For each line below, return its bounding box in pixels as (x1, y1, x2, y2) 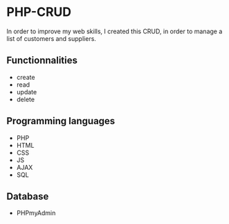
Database (6, 190, 49, 202)
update (16, 87, 37, 96)
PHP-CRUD (6, 4, 72, 20)
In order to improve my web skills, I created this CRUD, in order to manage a (6, 27, 223, 35)
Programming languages (6, 115, 116, 127)
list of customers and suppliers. (6, 34, 96, 42)
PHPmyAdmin (16, 209, 56, 217)
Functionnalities (6, 55, 77, 67)
